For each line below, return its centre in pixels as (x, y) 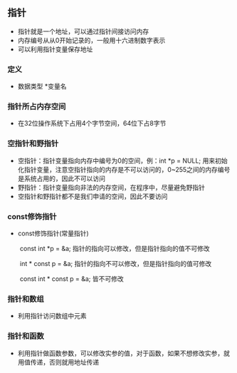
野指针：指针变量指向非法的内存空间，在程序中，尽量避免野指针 (111, 187)
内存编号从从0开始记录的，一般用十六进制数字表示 (91, 40)
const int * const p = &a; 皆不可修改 (72, 279)
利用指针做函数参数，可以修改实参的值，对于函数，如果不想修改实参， (121, 353)
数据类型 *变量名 (42, 86)
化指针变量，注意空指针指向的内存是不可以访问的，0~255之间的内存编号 (124, 169)
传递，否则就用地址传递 (65, 362)
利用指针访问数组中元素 (52, 316)
